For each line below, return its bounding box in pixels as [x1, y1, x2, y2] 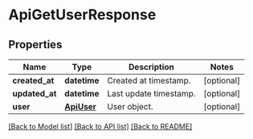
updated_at [12, 88, 57, 99]
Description [128, 62, 174, 72]
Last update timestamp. [107, 88, 196, 99]
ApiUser [63, 101, 96, 112]
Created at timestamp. [107, 75, 191, 86]
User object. [107, 101, 153, 112]
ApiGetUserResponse [8, 6, 157, 24]
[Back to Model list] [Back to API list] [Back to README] [8, 122, 193, 131]
